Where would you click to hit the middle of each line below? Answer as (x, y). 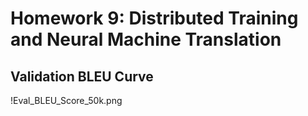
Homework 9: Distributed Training (154, 18)
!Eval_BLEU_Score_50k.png (66, 100)
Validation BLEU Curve (82, 76)
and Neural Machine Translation (146, 39)
